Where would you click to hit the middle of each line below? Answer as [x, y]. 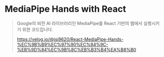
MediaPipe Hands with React [66, 9]
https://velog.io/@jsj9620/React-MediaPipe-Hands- [70, 39]
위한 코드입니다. [38, 29]
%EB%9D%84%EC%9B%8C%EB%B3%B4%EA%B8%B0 [77, 50]
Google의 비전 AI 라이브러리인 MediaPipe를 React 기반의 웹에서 [80, 23]
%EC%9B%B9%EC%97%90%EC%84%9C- [63, 44]
